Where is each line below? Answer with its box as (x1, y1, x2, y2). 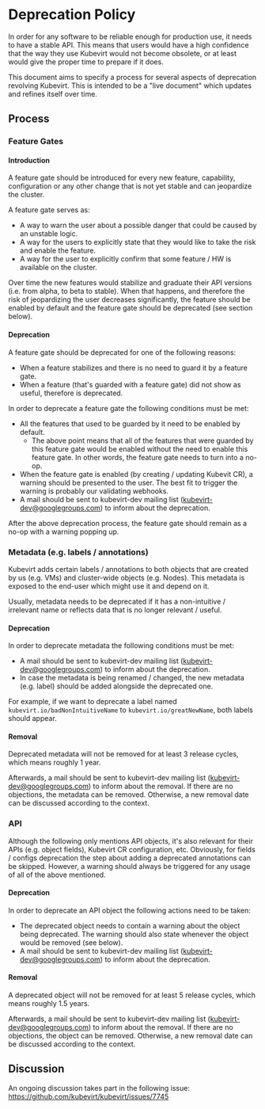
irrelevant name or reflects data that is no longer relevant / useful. (8, 604, 222, 615)
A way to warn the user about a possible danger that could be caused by (19, 220, 257, 231)
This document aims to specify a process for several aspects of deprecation (8, 72, 257, 82)
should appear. (8, 714, 57, 723)
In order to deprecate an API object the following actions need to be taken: (8, 905, 251, 915)
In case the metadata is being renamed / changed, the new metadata (19, 673, 245, 683)
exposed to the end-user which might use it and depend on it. (8, 581, 210, 591)
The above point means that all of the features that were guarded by (31, 436, 254, 445)
